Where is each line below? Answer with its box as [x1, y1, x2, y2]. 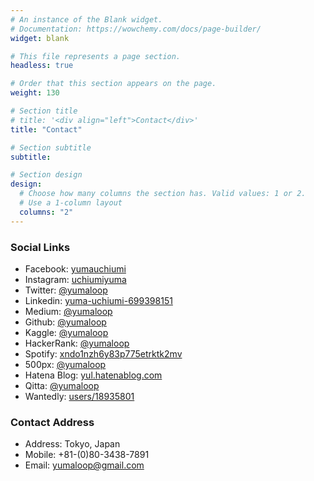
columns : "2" [19, 207, 74, 217]
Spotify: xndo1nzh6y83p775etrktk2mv [24, 347, 183, 360]
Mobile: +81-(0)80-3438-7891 [24, 449, 150, 461]
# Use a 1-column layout [19, 198, 123, 208]
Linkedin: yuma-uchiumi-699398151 [24, 294, 173, 306]
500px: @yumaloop [24, 358, 107, 370]
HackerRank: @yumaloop [24, 337, 130, 349]
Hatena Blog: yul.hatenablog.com [24, 369, 163, 381]
